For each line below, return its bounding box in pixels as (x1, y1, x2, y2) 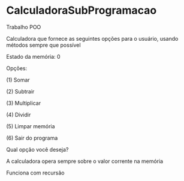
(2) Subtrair (6, 88, 35, 95)
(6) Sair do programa (6, 134, 58, 141)
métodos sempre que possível (6, 41, 81, 49)
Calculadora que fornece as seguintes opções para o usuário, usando (6, 35, 179, 42)
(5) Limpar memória (6, 122, 55, 129)
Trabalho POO (6, 23, 41, 31)
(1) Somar (6, 76, 30, 83)
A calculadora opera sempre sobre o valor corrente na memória (6, 157, 164, 165)
